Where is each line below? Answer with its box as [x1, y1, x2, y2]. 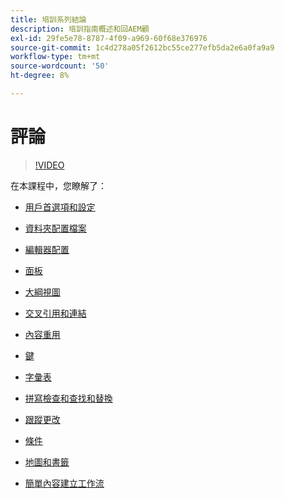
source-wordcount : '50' [10, 61, 110, 71]
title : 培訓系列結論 [10, 14, 87, 25]
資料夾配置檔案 [24, 222, 87, 234]
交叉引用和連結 [24, 307, 87, 319]
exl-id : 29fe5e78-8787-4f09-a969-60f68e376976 [10, 33, 208, 43]
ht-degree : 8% [10, 71, 70, 81]
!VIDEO [34, 159, 65, 171]
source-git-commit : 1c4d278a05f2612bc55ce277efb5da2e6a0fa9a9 [10, 42, 275, 53]
